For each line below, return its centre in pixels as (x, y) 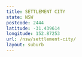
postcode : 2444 (25, 23)
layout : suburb (25, 45)
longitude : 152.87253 (33, 34)
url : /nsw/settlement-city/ (41, 39)
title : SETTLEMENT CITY (36, 12)
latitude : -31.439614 (33, 28)
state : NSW (20, 17)
